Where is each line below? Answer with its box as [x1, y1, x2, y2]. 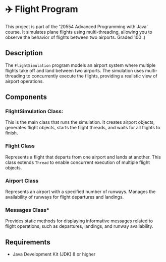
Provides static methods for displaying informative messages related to [5, 218, 153, 224]
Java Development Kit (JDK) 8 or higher [12, 251, 96, 257]
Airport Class [5, 177, 39, 184]
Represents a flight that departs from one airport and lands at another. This [5, 154, 161, 160]
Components [5, 93, 47, 102]
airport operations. [5, 78, 44, 84]
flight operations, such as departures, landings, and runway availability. [5, 223, 153, 229]
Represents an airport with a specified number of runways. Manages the [5, 189, 156, 195]
